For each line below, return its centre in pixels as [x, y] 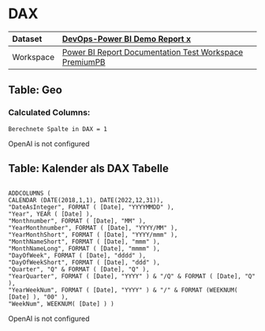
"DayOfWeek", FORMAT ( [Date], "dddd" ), [77, 256]
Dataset [27, 39]
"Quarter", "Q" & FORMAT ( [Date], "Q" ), [79, 269]
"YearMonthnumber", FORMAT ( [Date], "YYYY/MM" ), [93, 228]
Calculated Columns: [49, 113]
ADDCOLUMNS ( [30, 194]
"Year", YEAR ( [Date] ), [50, 214]
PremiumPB [84, 62]
